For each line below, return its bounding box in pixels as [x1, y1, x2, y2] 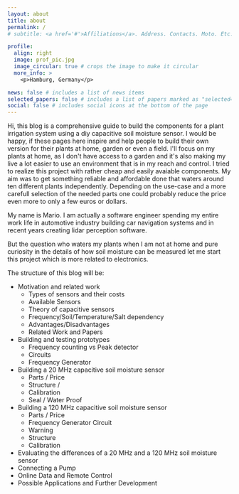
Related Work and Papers [28, 328, 103, 336]
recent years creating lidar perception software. [7, 226, 147, 235]
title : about [7, 17, 46, 24]
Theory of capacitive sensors [28, 305, 115, 313]
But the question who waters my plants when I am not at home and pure [7, 240, 218, 249]
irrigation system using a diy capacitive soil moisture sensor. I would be [7, 129, 217, 138]
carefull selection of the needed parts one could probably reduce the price [7, 190, 226, 198]
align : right [14, 50, 53, 57]
